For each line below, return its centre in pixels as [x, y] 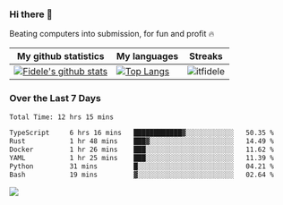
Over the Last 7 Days [55, 98]
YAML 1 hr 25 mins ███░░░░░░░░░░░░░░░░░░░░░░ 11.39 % [142, 158]
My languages [147, 56]
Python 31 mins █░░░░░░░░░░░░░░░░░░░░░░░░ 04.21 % [142, 166]
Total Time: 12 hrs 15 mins [62, 117]
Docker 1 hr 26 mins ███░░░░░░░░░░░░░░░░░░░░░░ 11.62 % [142, 150]
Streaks [206, 56]
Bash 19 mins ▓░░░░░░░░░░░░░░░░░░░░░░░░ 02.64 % [142, 175]
